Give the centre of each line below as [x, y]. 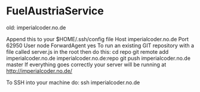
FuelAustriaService [55, 11]
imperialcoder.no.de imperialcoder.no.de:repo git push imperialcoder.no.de [99, 58]
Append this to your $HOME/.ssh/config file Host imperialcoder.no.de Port [98, 39]
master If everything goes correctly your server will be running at [86, 65]
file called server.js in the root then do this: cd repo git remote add [87, 51]
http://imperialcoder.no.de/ [39, 70]
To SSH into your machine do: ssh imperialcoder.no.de [73, 82]
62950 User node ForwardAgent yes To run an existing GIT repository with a [100, 45]
